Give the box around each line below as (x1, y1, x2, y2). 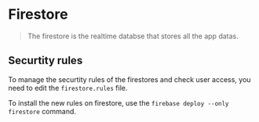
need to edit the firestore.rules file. (8, 83, 128, 92)
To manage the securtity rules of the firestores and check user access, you (8, 74, 251, 84)
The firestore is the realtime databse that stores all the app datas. (27, 31, 239, 41)
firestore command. (8, 106, 77, 116)
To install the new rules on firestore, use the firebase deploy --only (8, 98, 229, 107)
